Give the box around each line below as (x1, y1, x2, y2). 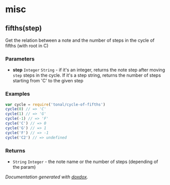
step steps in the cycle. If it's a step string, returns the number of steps (12, 72, 161, 78)
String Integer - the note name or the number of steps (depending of (12, 159, 158, 165)
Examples (5, 90, 30, 98)
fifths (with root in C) (5, 43, 49, 49)
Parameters (5, 55, 35, 62)
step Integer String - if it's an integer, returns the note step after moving (12, 67, 165, 73)
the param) (12, 164, 36, 170)
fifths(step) (5, 24, 42, 33)
